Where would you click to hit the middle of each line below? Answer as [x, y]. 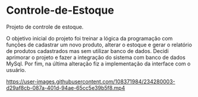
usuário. [16, 70]
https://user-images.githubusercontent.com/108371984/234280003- [91, 82]
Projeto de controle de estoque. [45, 27]
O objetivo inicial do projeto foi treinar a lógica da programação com [89, 38]
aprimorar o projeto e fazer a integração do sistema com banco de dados [96, 57]
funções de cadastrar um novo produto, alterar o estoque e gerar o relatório [99, 45]
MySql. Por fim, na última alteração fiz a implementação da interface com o [98, 64]
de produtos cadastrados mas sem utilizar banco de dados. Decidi [87, 51]
